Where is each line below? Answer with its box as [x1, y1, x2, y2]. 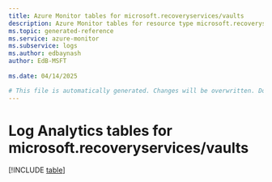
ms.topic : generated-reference [8, 27, 114, 35]
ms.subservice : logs [8, 42, 79, 50]
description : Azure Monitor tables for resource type [8, 19, 194, 28]
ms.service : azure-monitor [8, 34, 100, 43]
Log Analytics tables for [8, 121, 172, 140]
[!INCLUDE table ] [8, 165, 66, 175]
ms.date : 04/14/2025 [8, 72, 79, 80]
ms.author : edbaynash [8, 49, 82, 57]
